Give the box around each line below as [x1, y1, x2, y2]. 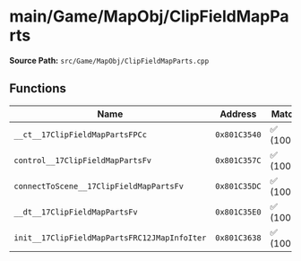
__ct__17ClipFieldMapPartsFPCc [13, 129, 148, 140]
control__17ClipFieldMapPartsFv [13, 155, 152, 165]
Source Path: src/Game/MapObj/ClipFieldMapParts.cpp [9, 55, 210, 65]
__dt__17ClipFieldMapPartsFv [13, 206, 138, 217]
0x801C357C [214, 155, 262, 165]
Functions [9, 81, 67, 96]
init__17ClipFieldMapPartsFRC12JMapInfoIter [13, 232, 207, 243]
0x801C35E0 [214, 206, 262, 217]
